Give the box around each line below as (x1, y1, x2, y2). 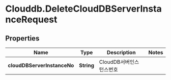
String (78, 62, 95, 69)
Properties (5, 34, 40, 43)
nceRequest (5, 14, 58, 25)
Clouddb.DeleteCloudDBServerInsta (5, 3, 162, 15)
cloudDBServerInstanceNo (8, 62, 74, 69)
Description (106, 49, 136, 56)
